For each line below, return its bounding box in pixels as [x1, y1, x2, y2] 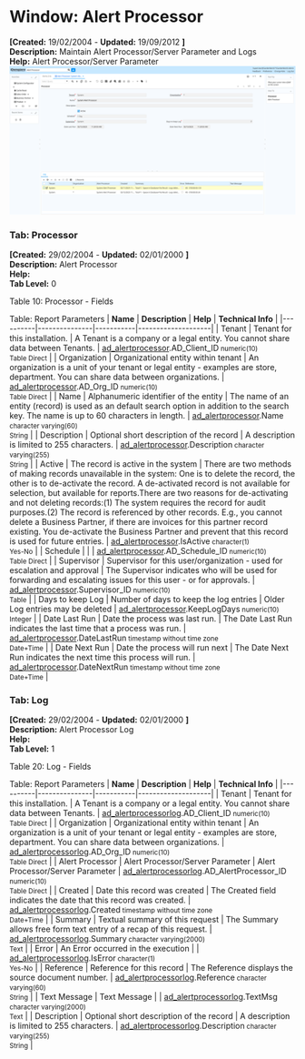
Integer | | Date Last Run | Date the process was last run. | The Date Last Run [9, 613, 292, 624]
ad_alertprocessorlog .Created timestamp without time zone [9, 904, 213, 915]
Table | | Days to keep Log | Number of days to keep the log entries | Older [9, 594, 285, 605]
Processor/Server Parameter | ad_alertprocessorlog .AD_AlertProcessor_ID [9, 866, 288, 877]
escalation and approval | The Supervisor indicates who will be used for [9, 565, 278, 576]
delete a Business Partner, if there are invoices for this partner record [9, 517, 269, 528]
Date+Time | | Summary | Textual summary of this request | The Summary [9, 914, 279, 925]
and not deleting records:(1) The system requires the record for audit [9, 498, 266, 509]
